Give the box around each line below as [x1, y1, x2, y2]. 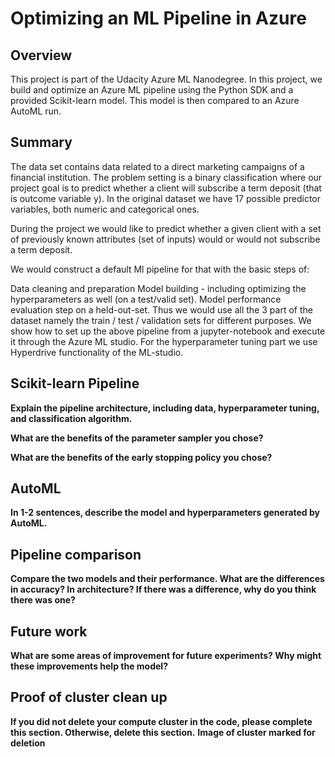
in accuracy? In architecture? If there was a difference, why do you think [10, 583, 317, 596]
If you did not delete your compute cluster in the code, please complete [10, 715, 313, 727]
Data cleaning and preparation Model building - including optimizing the [10, 282, 307, 294]
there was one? [10, 594, 76, 606]
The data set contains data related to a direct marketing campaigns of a [10, 160, 305, 172]
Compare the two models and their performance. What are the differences [10, 573, 325, 585]
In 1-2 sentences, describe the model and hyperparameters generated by [10, 507, 320, 519]
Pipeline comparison [10, 546, 142, 563]
